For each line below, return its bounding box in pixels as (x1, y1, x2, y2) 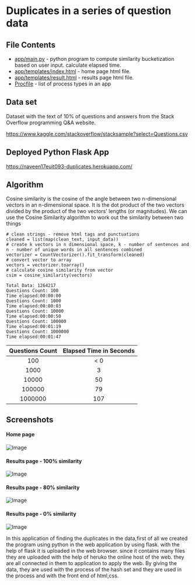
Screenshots (6, 415, 54, 425)
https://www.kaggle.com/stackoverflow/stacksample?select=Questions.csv (6, 130, 188, 137)
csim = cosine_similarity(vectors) (6, 272, 93, 279)
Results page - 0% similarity (6, 511, 77, 518)
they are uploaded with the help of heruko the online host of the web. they (6, 553, 184, 560)
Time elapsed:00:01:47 (6, 334, 61, 340)
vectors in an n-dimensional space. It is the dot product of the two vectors (6, 201, 185, 208)
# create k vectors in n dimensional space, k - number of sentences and (6, 242, 190, 248)
